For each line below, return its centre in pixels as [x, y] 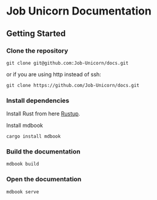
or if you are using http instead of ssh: [54, 74]
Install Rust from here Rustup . [43, 114]
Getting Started [36, 34]
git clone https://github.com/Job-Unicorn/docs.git [73, 85]
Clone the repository [37, 51]
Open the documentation [44, 179]
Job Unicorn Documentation [79, 11]
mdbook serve [23, 192]
